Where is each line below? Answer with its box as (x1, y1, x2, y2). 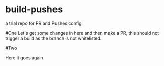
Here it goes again (5, 54, 44, 61)
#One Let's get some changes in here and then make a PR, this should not (5, 30, 159, 36)
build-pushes (5, 4, 63, 15)
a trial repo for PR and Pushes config (5, 20, 82, 26)
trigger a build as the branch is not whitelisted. (5, 35, 102, 41)
